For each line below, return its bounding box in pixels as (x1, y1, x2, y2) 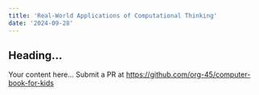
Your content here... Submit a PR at (8, 69, 125, 80)
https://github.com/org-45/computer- (125, 69, 251, 80)
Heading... (8, 49, 63, 62)
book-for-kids (8, 78, 55, 88)
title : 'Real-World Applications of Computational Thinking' (8, 11, 218, 20)
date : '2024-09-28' (8, 19, 74, 27)
